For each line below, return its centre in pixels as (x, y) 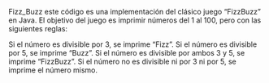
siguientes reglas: (38, 29)
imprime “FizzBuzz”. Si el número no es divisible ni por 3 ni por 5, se (123, 61)
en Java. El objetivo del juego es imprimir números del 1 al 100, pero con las (135, 20)
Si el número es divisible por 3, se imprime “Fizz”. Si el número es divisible (133, 44)
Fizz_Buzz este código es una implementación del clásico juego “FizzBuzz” (135, 12)
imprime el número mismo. (53, 70)
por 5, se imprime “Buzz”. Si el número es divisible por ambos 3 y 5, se (127, 53)
